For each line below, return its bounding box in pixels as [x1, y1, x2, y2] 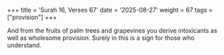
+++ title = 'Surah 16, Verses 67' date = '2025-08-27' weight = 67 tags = [7, 6, 213, 14]
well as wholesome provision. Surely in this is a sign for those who [7, 34, 194, 42]
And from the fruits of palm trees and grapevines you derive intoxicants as [7, 27, 218, 34]
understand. [7, 41, 42, 49]
